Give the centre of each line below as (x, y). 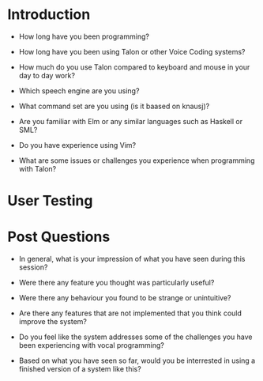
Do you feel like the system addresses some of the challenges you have (135, 337)
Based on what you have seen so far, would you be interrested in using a (137, 360)
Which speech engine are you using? (79, 91)
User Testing (50, 201)
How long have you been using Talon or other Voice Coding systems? (132, 51)
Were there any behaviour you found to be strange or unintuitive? (125, 298)
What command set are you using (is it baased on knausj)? (114, 106)
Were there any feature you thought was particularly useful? (116, 283)
